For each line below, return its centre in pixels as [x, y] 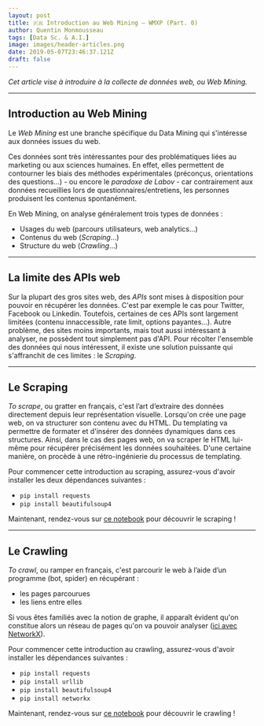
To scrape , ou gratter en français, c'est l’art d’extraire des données [116, 406]
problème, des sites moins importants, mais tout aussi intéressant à [117, 330]
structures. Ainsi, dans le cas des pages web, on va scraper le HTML [119, 440]
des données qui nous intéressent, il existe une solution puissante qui [121, 346]
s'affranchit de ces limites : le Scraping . [72, 355]
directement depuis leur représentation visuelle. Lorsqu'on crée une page [127, 415]
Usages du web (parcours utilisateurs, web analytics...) [108, 228]
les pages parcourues [55, 594]
